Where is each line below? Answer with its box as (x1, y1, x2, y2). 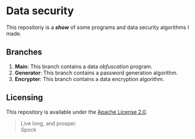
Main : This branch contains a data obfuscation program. (14, 63, 152, 70)
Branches (6, 47, 43, 57)
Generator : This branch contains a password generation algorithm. (14, 69, 178, 76)
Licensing (6, 93, 43, 103)
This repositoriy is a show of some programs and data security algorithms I (6, 24, 189, 31)
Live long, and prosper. (20, 119, 77, 127)
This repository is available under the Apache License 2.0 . (6, 108, 148, 115)
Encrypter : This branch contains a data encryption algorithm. (14, 75, 164, 82)
